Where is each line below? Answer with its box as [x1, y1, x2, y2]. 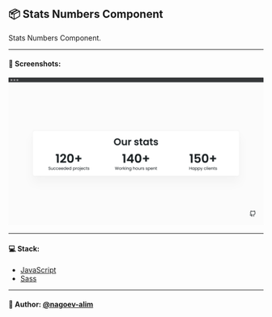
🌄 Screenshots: [8, 59, 62, 69]
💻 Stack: [8, 243, 40, 253]
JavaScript [19, 264, 57, 274]
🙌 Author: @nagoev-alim [8, 299, 94, 310]
